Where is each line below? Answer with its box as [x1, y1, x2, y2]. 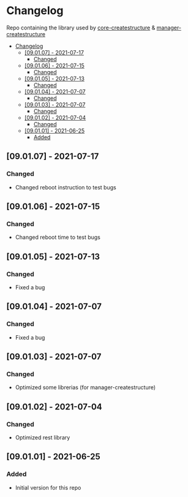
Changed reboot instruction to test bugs [15, 183, 116, 191]
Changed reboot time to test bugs [15, 233, 101, 241]
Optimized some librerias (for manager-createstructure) [15, 384, 156, 391]
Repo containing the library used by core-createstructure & [6, 24, 156, 31]
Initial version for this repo [15, 484, 81, 491]
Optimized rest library [15, 434, 70, 441]
